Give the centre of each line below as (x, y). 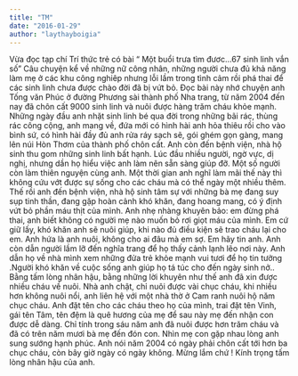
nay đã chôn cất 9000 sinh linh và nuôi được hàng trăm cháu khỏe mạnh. (143, 107)
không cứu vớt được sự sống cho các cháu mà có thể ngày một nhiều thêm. (148, 183)
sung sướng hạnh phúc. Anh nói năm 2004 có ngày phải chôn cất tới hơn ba (149, 343)
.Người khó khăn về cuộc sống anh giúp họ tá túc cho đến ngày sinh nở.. (142, 267)
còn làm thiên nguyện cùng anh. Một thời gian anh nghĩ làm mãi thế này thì (146, 173)
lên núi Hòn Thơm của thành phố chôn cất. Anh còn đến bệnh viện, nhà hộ (146, 144)
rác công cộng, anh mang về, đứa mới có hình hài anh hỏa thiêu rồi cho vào (148, 126)
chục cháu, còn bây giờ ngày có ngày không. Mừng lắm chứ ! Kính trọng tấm (149, 353)
